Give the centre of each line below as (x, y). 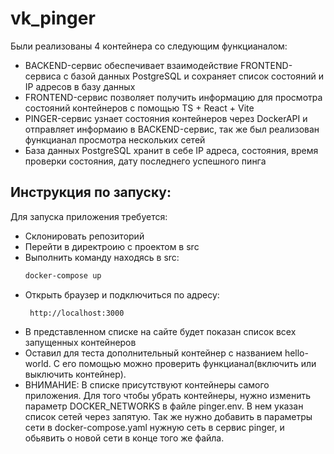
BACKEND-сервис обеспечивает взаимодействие (131, 65)
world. (38, 363)
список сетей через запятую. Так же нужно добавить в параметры (168, 416)
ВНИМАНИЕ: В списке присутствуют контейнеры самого (147, 384)
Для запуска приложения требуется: (89, 216)
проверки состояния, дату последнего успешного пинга (145, 161)
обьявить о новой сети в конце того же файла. (124, 438)
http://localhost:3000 (77, 313)
